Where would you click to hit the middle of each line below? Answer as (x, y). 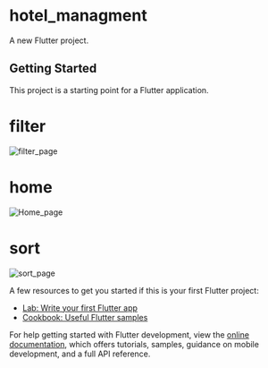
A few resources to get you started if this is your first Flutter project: (134, 290)
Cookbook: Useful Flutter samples (85, 317)
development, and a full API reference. (80, 354)
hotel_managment (78, 16)
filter (28, 126)
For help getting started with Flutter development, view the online (130, 334)
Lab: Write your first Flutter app (80, 308)
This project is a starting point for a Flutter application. (109, 90)
